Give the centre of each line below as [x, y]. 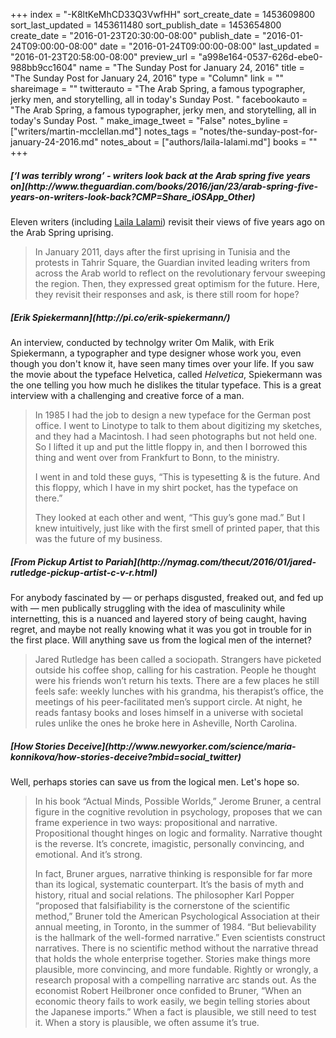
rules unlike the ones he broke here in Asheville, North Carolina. [166, 723]
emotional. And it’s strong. [88, 854]
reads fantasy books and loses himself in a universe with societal [169, 712]
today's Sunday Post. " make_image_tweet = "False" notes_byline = [149, 120]
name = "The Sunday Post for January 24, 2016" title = [192, 67]
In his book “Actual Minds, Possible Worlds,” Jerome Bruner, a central [178, 801]
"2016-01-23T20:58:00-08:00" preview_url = [103, 57]
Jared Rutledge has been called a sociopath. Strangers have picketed [178, 659]
